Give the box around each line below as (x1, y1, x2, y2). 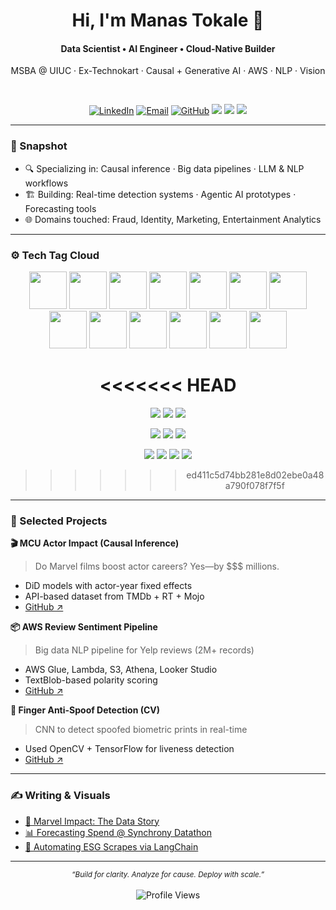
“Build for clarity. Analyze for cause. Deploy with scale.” (71, 869, 265, 879)
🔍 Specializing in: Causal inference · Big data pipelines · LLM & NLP (24, 162, 305, 174)
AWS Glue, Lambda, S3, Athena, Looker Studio (24, 664, 218, 676)
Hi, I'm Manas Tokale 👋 (71, 9, 265, 32)
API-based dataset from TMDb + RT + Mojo (24, 590, 205, 603)
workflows (24, 177, 69, 189)
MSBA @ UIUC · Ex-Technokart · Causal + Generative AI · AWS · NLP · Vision (10, 65, 326, 77)
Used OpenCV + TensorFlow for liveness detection (24, 743, 235, 755)
